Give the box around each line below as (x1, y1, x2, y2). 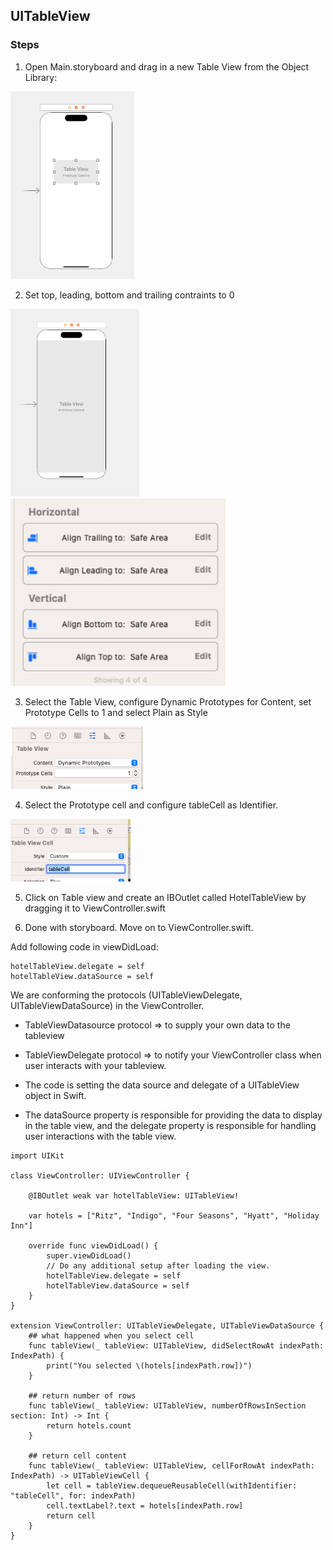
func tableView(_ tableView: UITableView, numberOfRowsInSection (28, 1400, 307, 1411)
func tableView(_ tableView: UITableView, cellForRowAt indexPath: (28, 1460, 315, 1471)
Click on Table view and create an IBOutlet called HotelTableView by (24, 891, 307, 903)
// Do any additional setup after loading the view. (46, 1260, 271, 1271)
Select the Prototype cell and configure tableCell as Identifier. (24, 799, 279, 811)
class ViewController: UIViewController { (10, 1170, 190, 1181)
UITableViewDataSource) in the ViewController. (10, 999, 205, 1011)
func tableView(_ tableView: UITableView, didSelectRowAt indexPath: (28, 1340, 325, 1351)
